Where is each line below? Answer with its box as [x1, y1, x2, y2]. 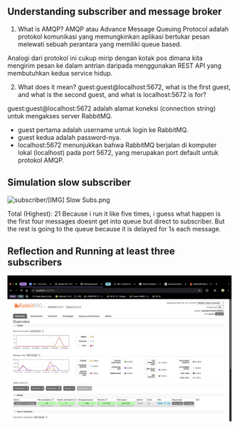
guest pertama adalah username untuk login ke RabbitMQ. [17, 125, 188, 134]
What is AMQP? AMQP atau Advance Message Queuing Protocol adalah [17, 24, 229, 33]
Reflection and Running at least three [7, 246, 176, 258]
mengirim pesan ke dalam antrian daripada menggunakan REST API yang [7, 61, 222, 70]
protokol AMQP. [17, 156, 65, 164]
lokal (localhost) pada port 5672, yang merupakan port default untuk [17, 148, 219, 156]
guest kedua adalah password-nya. [17, 133, 122, 141]
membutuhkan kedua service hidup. [7, 69, 113, 77]
